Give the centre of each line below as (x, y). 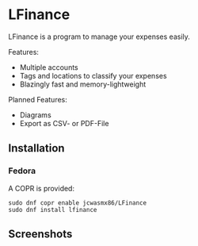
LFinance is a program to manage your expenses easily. (99, 37)
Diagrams (35, 115)
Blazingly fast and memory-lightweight (83, 84)
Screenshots (40, 234)
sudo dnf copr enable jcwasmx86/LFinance (78, 203)
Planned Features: (38, 99)
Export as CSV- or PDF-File (64, 123)
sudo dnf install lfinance (53, 209)
